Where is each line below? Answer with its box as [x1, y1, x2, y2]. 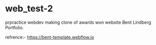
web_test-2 [5, 3, 53, 14]
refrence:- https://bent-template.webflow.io [5, 34, 94, 40]
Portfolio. [5, 24, 24, 30]
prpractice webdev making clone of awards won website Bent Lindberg [5, 19, 152, 25]
